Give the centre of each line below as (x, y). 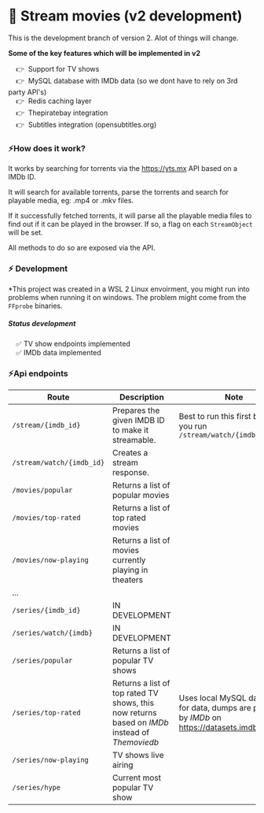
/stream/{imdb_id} (46, 425)
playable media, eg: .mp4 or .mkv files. (71, 201)
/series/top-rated (46, 713)
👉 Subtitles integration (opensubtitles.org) (86, 124)
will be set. (26, 232)
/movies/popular (42, 490)
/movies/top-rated (46, 518)
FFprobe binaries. (35, 306)
